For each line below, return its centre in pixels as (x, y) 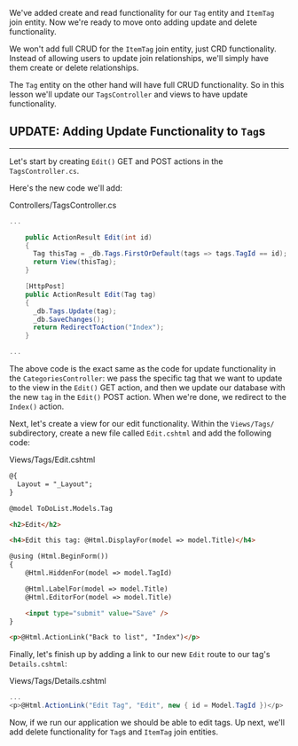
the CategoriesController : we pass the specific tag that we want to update (146, 378)
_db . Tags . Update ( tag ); (74, 311)
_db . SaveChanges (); (68, 319)
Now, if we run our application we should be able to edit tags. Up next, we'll (147, 723)
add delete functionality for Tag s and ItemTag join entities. (114, 732)
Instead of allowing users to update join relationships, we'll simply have (139, 58)
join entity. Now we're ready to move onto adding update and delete (133, 22)
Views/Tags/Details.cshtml (58, 681)
